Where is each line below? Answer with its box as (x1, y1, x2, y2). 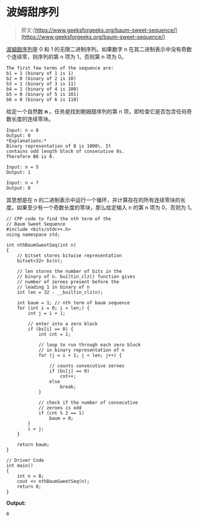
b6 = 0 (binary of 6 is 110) (6, 97, 79, 103)
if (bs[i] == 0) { (28, 326, 74, 332)
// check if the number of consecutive (38, 400, 138, 406)
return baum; (17, 442, 50, 448)
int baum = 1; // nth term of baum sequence (17, 299, 130, 306)
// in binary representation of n (38, 347, 125, 353)
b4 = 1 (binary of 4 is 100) (6, 86, 79, 92)
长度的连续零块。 (11, 115, 54, 122)
